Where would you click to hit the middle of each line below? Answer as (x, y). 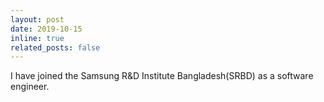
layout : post (37, 19)
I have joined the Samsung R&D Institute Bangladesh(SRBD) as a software (162, 76)
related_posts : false (55, 47)
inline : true (37, 38)
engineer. (30, 87)
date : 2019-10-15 (46, 29)
